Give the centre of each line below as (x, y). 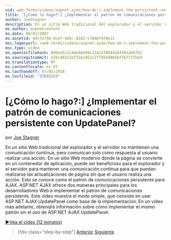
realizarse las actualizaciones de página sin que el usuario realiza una (78, 174)
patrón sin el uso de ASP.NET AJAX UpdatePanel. (57, 212)
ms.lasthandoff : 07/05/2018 (35, 72)
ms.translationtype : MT (31, 62)
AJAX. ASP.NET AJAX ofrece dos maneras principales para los (71, 185)
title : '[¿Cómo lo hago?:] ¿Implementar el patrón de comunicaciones (81, 15)
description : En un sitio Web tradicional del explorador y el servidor (84, 24)
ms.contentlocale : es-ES (32, 67)
